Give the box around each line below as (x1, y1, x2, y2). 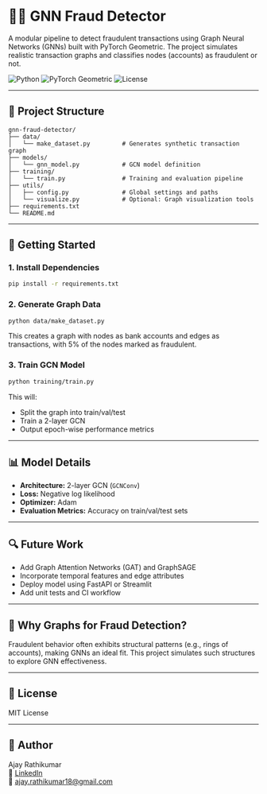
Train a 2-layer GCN (19, 416, 86, 425)
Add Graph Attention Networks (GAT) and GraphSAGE (19, 563, 196, 572)
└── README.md (8, 209, 56, 217)
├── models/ (8, 153, 48, 161)
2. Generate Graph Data (8, 299, 101, 310)
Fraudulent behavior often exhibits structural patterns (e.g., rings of (8, 640, 229, 649)
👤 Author (8, 738, 53, 752)
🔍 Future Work (8, 537, 83, 551)
